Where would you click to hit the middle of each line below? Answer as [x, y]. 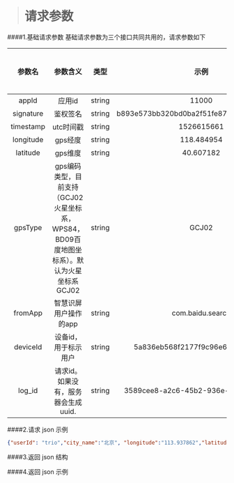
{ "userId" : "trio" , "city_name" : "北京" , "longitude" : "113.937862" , [104, 443]
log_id [28, 390]
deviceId [28, 346]
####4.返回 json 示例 [38, 472]
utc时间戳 [68, 127]
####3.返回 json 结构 [38, 457]
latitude [28, 153]
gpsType [28, 227]
